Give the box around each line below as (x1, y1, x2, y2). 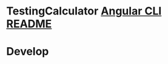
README (6, 17, 52, 31)
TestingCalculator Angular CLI (6, 4, 162, 18)
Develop (6, 45, 49, 59)
